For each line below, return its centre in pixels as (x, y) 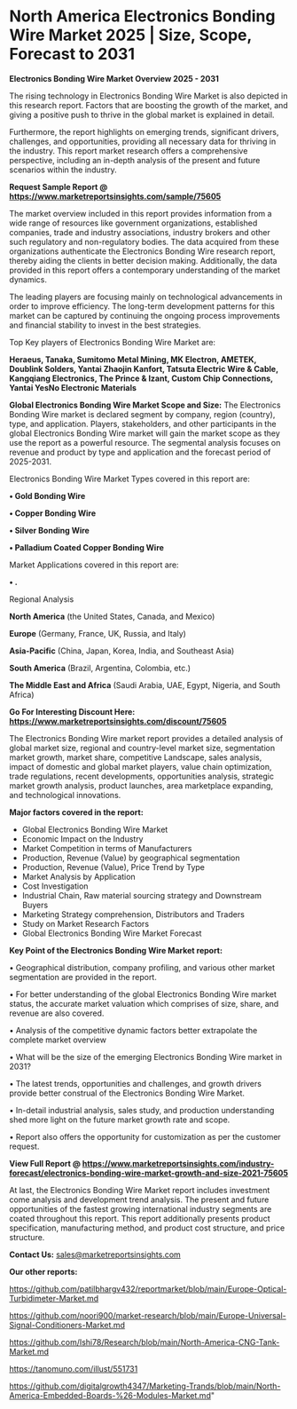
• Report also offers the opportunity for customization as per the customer (145, 1136)
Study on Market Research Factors (85, 923)
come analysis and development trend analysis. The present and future (139, 1199)
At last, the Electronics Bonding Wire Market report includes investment (140, 1190)
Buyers (35, 905)
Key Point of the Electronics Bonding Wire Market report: (116, 950)
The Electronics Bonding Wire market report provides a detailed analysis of (146, 738)
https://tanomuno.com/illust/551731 (74, 1368)
